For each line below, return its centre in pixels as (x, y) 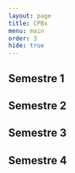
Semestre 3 (37, 133)
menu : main (26, 31)
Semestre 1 (36, 78)
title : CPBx (28, 23)
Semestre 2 (37, 105)
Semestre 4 (38, 161)
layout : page (30, 16)
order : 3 (23, 38)
